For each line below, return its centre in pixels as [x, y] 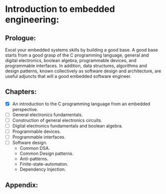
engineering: [32, 20]
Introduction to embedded [60, 9]
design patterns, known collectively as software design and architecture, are [83, 71]
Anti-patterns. [34, 159]
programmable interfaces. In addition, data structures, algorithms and [76, 66]
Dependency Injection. [43, 169]
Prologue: [21, 38]
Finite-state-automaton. [44, 164]
